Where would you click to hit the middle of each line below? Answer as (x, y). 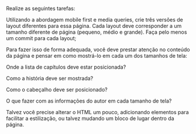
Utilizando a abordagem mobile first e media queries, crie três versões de (94, 20)
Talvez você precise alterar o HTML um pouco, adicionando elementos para (97, 112)
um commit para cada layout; (41, 38)
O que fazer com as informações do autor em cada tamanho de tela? (89, 101)
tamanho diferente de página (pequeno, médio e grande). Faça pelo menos (97, 32)
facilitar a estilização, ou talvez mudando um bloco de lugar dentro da (90, 118)
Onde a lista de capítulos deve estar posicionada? (66, 67)
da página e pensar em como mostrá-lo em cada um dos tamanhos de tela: (97, 56)
